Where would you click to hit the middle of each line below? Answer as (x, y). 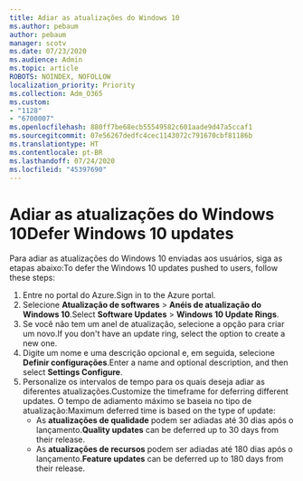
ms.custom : (30, 102)
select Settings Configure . (72, 372)
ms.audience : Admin (46, 60)
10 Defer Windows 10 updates (122, 233)
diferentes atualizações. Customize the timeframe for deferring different (156, 391)
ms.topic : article (44, 69)
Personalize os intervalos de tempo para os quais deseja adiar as (143, 382)
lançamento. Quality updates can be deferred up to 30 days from (157, 430)
